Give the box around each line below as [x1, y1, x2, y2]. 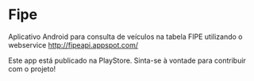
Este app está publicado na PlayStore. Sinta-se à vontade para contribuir [8, 56, 246, 65]
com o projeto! [8, 64, 56, 73]
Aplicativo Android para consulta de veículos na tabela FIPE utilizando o [8, 32, 243, 41]
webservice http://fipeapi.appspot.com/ [8, 40, 139, 49]
